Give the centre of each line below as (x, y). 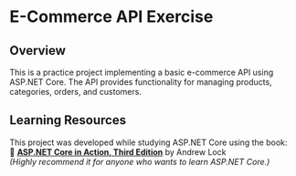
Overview (38, 51)
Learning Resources (68, 120)
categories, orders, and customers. (75, 92)
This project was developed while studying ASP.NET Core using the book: (148, 142)
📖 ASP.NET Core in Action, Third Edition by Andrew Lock (118, 151)
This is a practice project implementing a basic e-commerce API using (142, 72)
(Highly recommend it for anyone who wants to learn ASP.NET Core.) (140, 161)
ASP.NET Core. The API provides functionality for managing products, (141, 82)
